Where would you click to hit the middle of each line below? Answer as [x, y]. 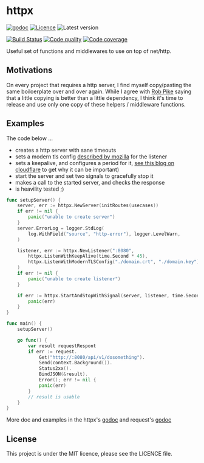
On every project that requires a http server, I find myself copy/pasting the [99, 85]
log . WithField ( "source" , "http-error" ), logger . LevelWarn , [104, 234]
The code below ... [30, 138]
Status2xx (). [55, 369]
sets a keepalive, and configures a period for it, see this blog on [95, 163]
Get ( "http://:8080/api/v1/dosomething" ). [92, 357]
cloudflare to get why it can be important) [67, 169]
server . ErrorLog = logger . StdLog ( [61, 228]
